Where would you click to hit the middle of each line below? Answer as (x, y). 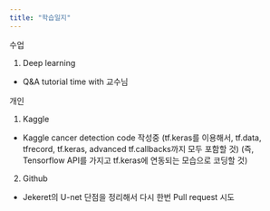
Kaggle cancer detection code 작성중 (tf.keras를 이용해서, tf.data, (142, 138)
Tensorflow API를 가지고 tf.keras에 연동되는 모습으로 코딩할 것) (135, 160)
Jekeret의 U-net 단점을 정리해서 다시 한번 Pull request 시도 (129, 197)
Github (35, 178)
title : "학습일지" (40, 18)
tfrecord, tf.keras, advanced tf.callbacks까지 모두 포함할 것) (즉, (138, 149)
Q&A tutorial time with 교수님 (75, 82)
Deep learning (49, 62)
